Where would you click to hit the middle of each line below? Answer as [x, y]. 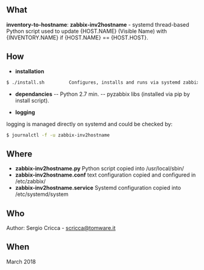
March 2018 [21, 262]
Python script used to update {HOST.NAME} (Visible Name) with [87, 31]
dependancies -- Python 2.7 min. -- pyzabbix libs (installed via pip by [102, 94]
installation [29, 71]
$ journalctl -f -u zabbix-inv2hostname [58, 135]
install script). [32, 100]
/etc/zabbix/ [30, 181]
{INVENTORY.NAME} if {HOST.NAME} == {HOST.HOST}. [77, 37]
